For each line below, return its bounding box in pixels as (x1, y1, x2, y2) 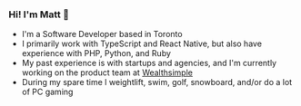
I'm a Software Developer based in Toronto (21, 29, 183, 40)
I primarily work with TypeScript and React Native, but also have (21, 38, 263, 49)
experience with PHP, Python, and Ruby (21, 48, 172, 59)
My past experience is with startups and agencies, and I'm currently (21, 58, 277, 69)
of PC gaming (21, 86, 74, 98)
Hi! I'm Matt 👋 (8, 8, 70, 21)
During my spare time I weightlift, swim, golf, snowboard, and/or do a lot (21, 77, 293, 88)
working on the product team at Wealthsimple (21, 67, 193, 78)
